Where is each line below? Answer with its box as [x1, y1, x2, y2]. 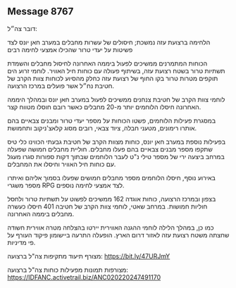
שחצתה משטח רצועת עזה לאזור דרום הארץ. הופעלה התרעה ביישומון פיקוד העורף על [7, 230, 230, 239]
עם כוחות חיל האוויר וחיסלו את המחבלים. [7, 160, 116, 168]
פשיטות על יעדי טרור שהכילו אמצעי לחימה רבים [7, 45, 133, 54]
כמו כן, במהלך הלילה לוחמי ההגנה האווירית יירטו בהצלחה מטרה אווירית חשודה [7, 223, 214, 232]
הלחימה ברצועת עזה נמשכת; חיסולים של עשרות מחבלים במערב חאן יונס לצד [7, 38, 211, 46]
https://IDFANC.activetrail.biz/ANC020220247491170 [7, 273, 161, 281]
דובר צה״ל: [7, 24, 37, 32]
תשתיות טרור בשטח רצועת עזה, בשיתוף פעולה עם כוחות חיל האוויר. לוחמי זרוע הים [7, 66, 225, 75]
